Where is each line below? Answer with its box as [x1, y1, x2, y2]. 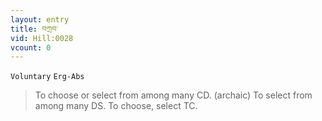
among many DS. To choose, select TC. [34, 100, 198, 112]
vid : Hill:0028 [10, 33, 74, 43]
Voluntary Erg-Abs [10, 72, 85, 82]
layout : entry [10, 14, 70, 25]
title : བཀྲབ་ [10, 24, 59, 34]
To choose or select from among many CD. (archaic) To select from [34, 89, 313, 101]
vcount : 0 [10, 42, 52, 53]
